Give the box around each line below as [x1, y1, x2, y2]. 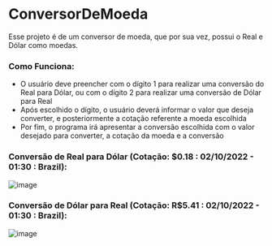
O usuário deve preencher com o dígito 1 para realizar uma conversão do [19, 79, 265, 89]
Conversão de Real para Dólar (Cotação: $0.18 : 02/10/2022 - [8, 151, 254, 162]
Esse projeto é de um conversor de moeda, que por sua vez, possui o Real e [8, 32, 264, 41]
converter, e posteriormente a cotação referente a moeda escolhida [19, 114, 248, 123]
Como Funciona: [8, 60, 75, 71]
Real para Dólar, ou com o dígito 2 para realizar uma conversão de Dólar [19, 88, 262, 97]
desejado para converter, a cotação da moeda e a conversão [19, 131, 225, 140]
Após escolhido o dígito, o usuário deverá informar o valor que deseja [19, 105, 254, 114]
